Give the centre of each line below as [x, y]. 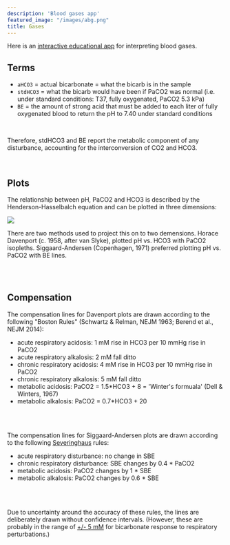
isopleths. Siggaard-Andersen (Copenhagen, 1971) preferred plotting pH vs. [114, 248]
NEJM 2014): [25, 329]
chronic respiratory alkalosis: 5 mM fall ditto [79, 379]
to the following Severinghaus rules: [58, 442]
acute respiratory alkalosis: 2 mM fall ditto [76, 357]
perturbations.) [29, 534]
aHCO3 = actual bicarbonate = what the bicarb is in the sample [104, 84]
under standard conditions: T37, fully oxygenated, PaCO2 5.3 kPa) [111, 99]
